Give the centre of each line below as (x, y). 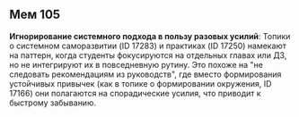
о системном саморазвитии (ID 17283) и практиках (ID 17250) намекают (148, 46)
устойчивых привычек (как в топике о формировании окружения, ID (141, 83)
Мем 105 (35, 15)
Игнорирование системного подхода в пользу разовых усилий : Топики (150, 36)
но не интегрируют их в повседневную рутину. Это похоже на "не (136, 64)
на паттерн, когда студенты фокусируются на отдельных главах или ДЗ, (148, 55)
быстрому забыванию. (53, 103)
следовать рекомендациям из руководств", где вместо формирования (145, 74)
